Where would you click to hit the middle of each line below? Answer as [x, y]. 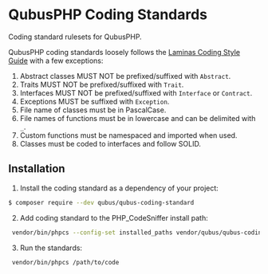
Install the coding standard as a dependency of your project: [119, 188]
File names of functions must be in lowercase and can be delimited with [138, 118]
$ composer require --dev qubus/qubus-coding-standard [101, 202]
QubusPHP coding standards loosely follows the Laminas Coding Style [124, 52]
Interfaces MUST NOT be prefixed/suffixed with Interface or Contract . [136, 92]
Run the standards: [51, 248]
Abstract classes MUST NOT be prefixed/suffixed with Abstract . [125, 76]
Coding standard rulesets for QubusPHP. [75, 37]
